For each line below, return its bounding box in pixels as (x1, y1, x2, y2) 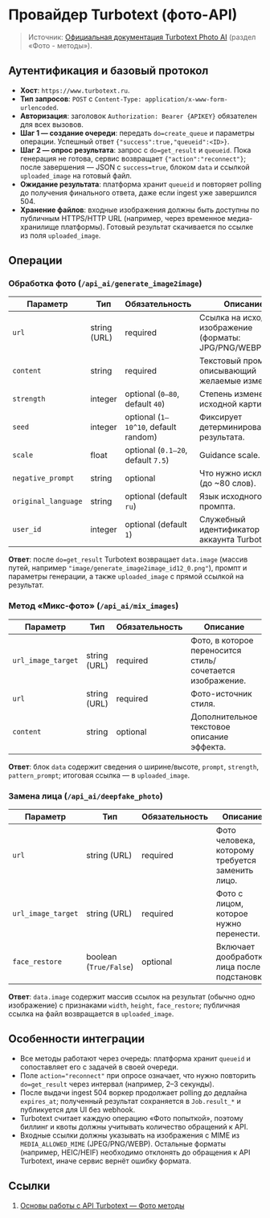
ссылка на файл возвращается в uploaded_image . (8, 1009, 174, 1019)
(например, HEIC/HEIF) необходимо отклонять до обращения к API (19, 1147, 251, 1157)
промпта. (199, 501, 235, 512)
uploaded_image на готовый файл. (19, 170, 133, 180)
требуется (215, 855, 257, 866)
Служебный (199, 514, 246, 525)
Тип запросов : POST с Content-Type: (19, 94, 142, 104)
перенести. (215, 928, 260, 939)
